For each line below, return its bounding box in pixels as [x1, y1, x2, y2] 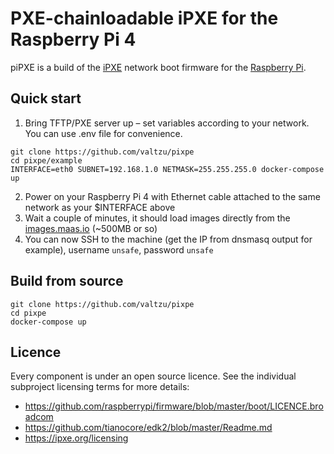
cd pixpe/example [10, 155, 83, 166]
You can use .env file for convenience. [24, 127, 183, 139]
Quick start [10, 90, 82, 107]
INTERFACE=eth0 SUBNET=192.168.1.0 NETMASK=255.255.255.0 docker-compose [10, 164, 325, 174]
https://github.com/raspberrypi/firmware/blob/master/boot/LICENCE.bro [24, 400, 324, 412]
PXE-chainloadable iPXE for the [10, 7, 279, 30]
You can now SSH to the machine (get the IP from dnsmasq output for [24, 233, 313, 245]
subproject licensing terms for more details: [10, 381, 190, 393]
